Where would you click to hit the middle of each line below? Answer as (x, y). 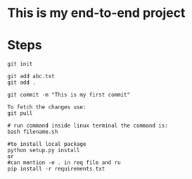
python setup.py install (44, 150)
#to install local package (47, 144)
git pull (20, 113)
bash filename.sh (33, 132)
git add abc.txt (31, 76)
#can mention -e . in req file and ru (64, 163)
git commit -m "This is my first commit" (69, 95)
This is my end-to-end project (96, 13)
